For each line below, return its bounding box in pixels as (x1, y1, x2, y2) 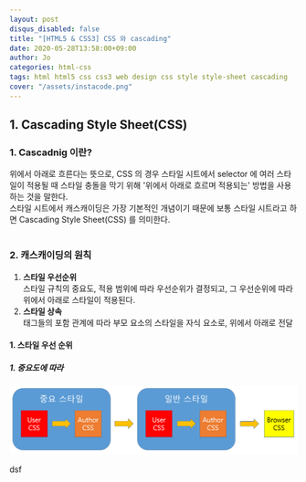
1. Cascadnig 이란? (9, 146, 93, 159)
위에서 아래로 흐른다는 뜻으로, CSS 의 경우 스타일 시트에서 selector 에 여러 (9, 169, 275, 180)
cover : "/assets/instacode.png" (9, 82, 132, 91)
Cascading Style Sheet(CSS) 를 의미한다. (18, 215, 171, 225)
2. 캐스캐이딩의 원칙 (9, 249, 92, 262)
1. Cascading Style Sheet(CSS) (9, 117, 188, 132)
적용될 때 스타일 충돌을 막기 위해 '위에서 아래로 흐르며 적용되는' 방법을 (26, 180, 275, 191)
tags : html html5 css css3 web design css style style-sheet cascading (9, 73, 288, 82)
